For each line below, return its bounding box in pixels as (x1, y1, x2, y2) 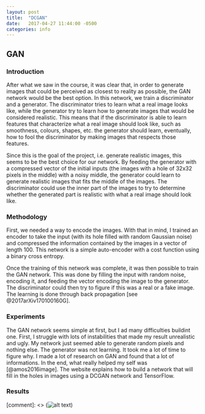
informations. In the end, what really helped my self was (6, 359, 148, 366)
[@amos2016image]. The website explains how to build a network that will (6, 366, 193, 373)
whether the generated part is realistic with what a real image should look (6, 191, 192, 198)
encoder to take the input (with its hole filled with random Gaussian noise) (6, 233, 193, 240)
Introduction (6, 67, 44, 75)
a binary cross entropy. (6, 253, 65, 260)
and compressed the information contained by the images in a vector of (6, 240, 187, 247)
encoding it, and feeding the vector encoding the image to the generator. (6, 277, 190, 285)
